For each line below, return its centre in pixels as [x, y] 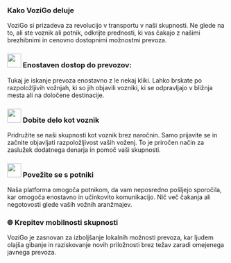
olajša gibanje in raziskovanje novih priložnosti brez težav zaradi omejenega [115, 245]
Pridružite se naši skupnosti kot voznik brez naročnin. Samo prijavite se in [112, 135]
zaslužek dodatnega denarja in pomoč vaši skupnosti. [84, 150]
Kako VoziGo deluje [41, 10]
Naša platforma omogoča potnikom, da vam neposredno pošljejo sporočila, [114, 190]
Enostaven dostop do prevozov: [77, 65]
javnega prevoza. [32, 253]
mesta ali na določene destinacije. [56, 95]
